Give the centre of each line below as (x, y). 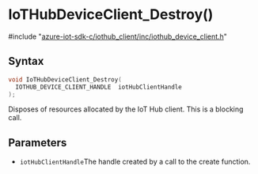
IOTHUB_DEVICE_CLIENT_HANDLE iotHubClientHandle (99, 87)
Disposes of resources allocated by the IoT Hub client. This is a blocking (126, 109)
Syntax (26, 61)
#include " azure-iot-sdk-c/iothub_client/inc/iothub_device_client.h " (118, 36)
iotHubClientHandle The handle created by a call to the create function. (135, 162)
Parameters (38, 143)
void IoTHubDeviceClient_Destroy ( (65, 79)
